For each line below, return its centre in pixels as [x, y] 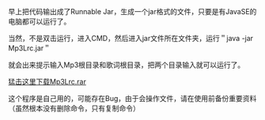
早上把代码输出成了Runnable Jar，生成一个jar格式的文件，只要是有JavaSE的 [132, 11]
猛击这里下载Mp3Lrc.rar [47, 82]
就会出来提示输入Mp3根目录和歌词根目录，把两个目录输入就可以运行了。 [127, 65]
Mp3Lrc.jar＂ [30, 48]
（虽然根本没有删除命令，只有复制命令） [74, 108]
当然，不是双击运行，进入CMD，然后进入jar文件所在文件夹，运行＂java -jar [131, 38]
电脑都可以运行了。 [40, 21]
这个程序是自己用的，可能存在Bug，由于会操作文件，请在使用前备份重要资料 [132, 98]
